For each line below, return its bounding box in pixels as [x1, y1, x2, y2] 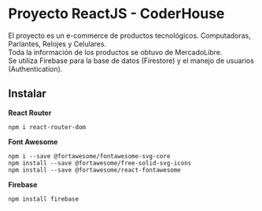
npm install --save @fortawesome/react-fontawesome [8, 166, 181, 174]
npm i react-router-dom [8, 123, 87, 131]
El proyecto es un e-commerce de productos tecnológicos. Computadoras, [8, 31, 252, 40]
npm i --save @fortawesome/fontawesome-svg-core [8, 152, 171, 160]
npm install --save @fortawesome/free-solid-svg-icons [8, 159, 192, 167]
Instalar [8, 87, 47, 101]
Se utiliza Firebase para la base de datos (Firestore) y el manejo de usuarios [8, 56, 254, 65]
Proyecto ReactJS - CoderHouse [8, 5, 225, 23]
